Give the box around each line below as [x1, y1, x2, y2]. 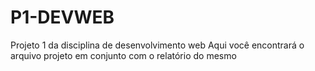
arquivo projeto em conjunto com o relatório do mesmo [10, 49, 237, 61]
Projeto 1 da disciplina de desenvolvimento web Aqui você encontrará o [10, 39, 305, 51]
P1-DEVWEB [10, 6, 115, 29]
